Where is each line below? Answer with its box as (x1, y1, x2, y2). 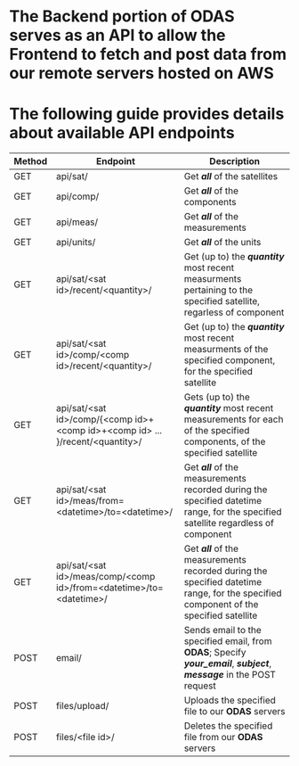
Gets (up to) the (183, 391, 251, 403)
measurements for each (183, 413, 284, 425)
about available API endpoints (9, 123, 235, 144)
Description (208, 155, 261, 168)
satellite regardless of (183, 517, 274, 530)
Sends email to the (183, 624, 263, 637)
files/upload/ (56, 700, 109, 712)
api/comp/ (56, 190, 100, 202)
